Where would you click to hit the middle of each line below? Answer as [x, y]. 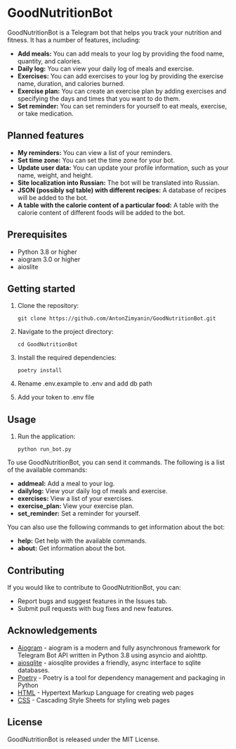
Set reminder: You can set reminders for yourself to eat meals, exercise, [122, 106]
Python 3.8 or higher [47, 252]
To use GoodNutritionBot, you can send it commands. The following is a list [116, 462]
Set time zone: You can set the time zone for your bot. [96, 160]
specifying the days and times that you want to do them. [99, 98]
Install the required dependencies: [67, 358]
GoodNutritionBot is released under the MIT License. [84, 739]
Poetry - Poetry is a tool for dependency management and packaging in [121, 677]
